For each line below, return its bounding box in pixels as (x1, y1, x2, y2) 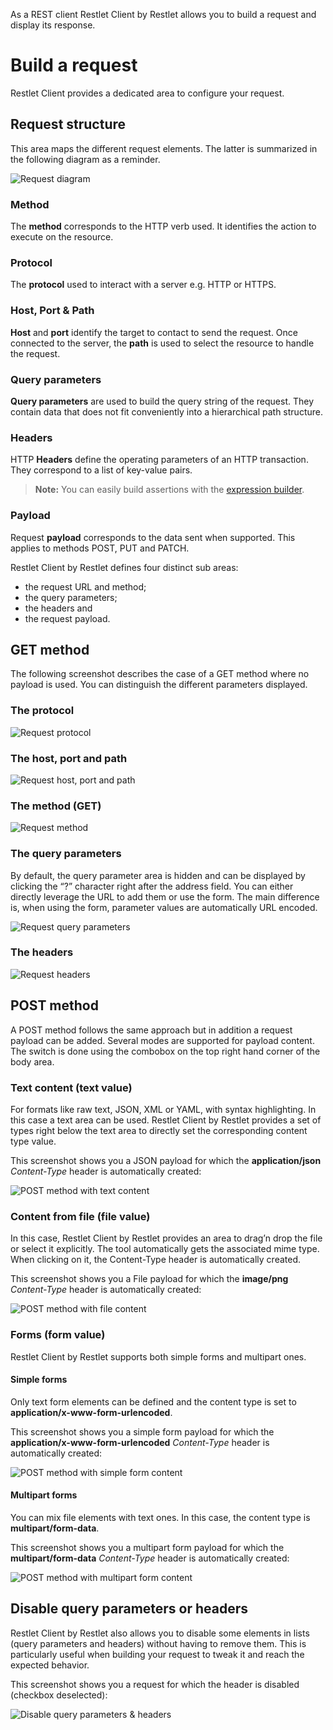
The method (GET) (10, 799, 102, 813)
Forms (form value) (10, 1328, 106, 1342)
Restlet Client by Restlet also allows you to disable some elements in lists (10, 1627, 310, 1639)
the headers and (24, 602, 93, 614)
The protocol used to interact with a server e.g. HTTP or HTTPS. (10, 279, 277, 291)
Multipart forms (10, 1489, 78, 1501)
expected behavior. (10, 1659, 90, 1671)
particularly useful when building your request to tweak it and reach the (10, 1648, 305, 1660)
